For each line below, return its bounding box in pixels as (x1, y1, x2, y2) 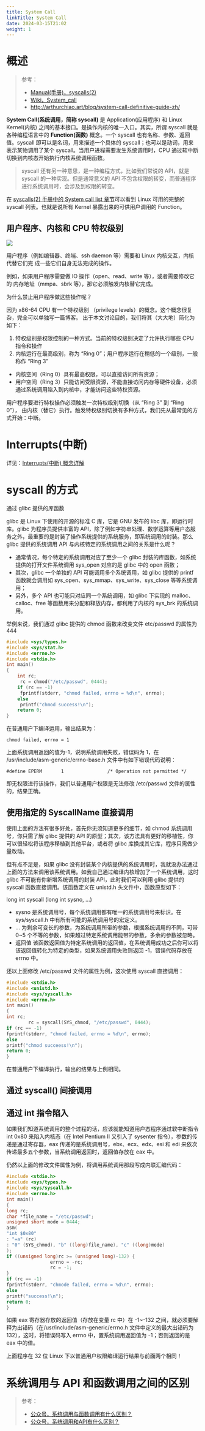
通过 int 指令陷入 (6, 1108, 69, 1118)
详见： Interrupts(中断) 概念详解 (6, 459, 85, 466)
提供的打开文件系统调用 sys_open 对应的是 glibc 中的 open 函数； (15, 561, 181, 568)
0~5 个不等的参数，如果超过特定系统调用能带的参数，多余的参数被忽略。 (15, 931, 198, 938)
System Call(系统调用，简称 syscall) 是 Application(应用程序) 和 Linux (6, 116, 182, 123)
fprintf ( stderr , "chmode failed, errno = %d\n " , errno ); (6, 1282, 154, 1288)
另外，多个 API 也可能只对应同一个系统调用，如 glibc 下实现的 (15, 592, 171, 599)
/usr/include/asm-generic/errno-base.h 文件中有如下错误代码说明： (6, 756, 177, 763)
